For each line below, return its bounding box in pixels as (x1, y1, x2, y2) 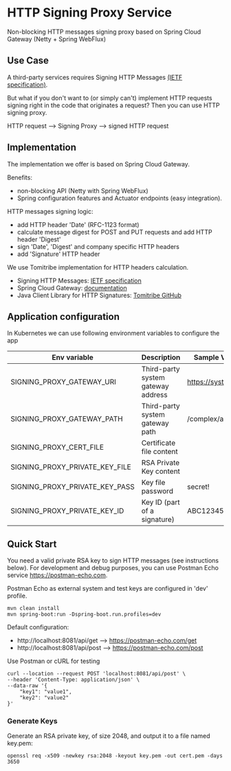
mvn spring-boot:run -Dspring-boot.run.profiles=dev (7, 611, 162, 618)
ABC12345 (186, 506, 224, 516)
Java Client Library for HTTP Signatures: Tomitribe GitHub (16, 291, 182, 299)
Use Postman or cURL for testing (7, 657, 100, 665)
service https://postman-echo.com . (7, 571, 108, 579)
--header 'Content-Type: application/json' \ (7, 676, 140, 684)
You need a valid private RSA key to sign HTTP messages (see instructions (7, 556, 219, 565)
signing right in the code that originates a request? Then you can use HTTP (7, 101, 220, 109)
